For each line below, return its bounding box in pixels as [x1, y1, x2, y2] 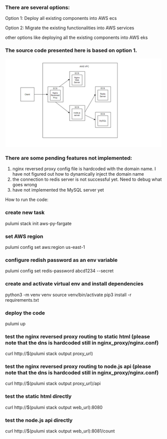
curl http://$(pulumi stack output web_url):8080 [5, 404, 103, 410]
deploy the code [5, 309, 45, 316]
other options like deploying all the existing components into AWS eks [5, 34, 148, 41]
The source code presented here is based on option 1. [5, 47, 138, 54]
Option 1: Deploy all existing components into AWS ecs [5, 15, 117, 21]
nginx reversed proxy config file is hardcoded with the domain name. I [12, 166, 156, 172]
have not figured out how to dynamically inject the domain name [12, 171, 144, 177]
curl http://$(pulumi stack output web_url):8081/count [5, 428, 115, 434]
